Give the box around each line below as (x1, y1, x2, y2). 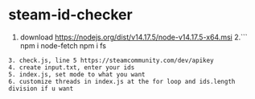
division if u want (8, 85, 74, 93)
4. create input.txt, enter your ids (8, 63, 135, 72)
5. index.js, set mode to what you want (8, 70, 146, 78)
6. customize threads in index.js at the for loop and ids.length (8, 77, 236, 85)
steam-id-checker (8, 6, 133, 24)
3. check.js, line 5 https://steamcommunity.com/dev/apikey (8, 56, 215, 64)
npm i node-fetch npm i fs (19, 40, 107, 50)
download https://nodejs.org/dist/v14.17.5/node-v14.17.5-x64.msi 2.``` (19, 32, 248, 42)
